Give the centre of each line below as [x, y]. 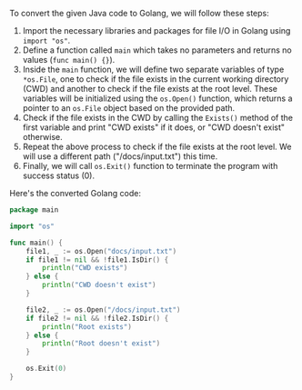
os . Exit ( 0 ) [46, 369]
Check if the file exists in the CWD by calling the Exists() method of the [158, 118]
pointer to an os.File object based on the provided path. [129, 108]
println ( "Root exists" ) [87, 326]
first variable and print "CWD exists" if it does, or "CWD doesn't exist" [153, 127]
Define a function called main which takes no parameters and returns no [157, 50]
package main [34, 210]
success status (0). [59, 175]
